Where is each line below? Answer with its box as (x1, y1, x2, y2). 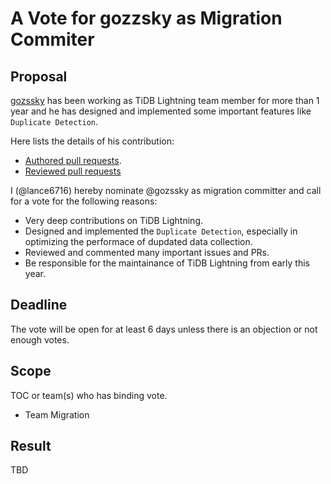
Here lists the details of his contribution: (10, 135, 175, 147)
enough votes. (10, 333, 70, 346)
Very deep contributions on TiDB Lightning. (24, 215, 204, 226)
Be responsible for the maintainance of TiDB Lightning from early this (24, 257, 310, 269)
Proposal (10, 68, 68, 85)
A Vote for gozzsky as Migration (10, 7, 283, 30)
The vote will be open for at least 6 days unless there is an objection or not (10, 323, 318, 335)
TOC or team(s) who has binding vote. (10, 389, 168, 401)
